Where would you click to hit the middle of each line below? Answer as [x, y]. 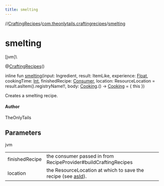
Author [12, 107]
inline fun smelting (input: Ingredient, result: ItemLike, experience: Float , [77, 76]
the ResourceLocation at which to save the [95, 170]
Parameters [23, 133]
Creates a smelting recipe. [31, 95]
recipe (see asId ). [66, 176]
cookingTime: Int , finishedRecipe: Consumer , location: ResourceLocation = [80, 81]
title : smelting [21, 10]
